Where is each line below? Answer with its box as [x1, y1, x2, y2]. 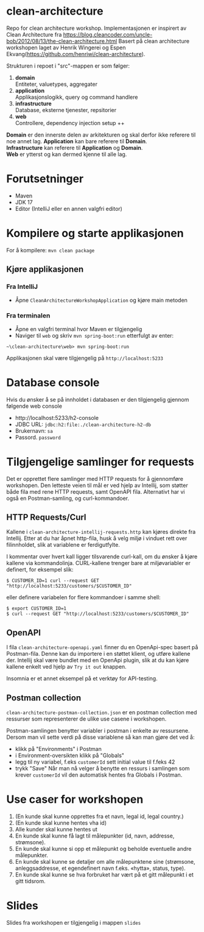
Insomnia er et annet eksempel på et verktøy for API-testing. [6, 675, 158, 682]
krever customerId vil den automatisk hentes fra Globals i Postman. [15, 771, 183, 778]
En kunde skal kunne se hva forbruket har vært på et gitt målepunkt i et [15, 871, 194, 878]
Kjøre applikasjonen [6, 264, 84, 275]
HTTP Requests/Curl [6, 512, 86, 522]
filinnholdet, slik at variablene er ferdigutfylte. [6, 541, 120, 549]
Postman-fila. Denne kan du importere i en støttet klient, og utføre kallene [6, 650, 191, 658]
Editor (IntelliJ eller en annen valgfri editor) [15, 205, 123, 212]
